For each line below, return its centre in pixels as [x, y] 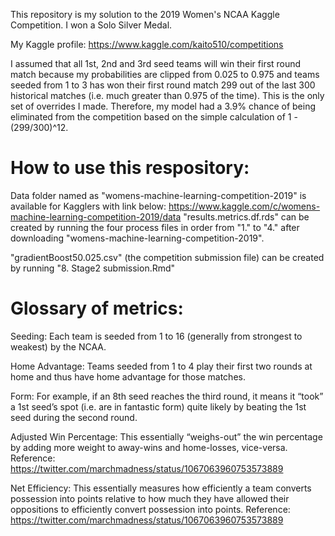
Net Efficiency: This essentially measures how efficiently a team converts [161, 488]
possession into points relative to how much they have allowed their [150, 498]
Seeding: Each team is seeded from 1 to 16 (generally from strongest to [156, 336]
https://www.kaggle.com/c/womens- [244, 206]
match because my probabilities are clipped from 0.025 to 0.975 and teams [165, 74]
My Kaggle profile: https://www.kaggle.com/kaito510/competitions [147, 44]
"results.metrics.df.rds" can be [246, 216]
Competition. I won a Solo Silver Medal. [91, 25]
